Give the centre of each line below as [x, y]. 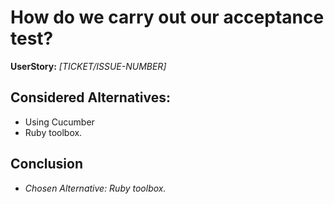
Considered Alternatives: [90, 97]
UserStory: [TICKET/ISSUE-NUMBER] [88, 66]
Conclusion [47, 164]
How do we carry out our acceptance [167, 17]
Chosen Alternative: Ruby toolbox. [95, 188]
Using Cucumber [59, 122]
